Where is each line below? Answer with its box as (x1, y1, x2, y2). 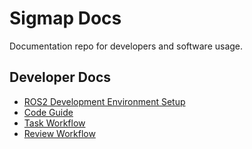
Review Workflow (23, 127, 96, 139)
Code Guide (23, 106, 74, 118)
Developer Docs (9, 69, 112, 86)
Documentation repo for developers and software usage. (9, 40, 244, 52)
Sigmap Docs (9, 7, 122, 30)
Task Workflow (23, 117, 86, 129)
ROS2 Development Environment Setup (23, 95, 186, 107)
